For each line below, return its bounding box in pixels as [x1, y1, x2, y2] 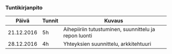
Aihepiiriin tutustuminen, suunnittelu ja [63, 26, 155, 33]
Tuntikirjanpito [5, 4, 43, 11]
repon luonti [63, 32, 92, 39]
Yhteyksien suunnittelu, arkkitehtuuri [63, 40, 152, 47]
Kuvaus [104, 17, 123, 24]
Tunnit [42, 17, 59, 24]
